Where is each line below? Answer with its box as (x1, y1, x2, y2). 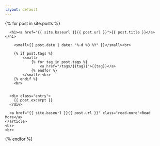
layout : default (5, 7, 38, 12)
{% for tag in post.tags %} (31, 59, 88, 65)
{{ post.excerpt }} (14, 97, 53, 102)
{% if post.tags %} (14, 51, 53, 56)
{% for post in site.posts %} (5, 20, 61, 26)
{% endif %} (14, 76, 38, 81)
